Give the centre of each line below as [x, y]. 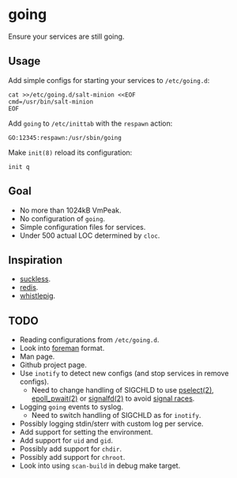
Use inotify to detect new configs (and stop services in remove [124, 374]
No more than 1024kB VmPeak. [70, 210]
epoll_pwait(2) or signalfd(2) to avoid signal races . [113, 399]
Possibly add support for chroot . [72, 457]
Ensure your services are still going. [66, 36]
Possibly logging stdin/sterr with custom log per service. [111, 423]
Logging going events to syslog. [71, 407]
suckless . [35, 279]
